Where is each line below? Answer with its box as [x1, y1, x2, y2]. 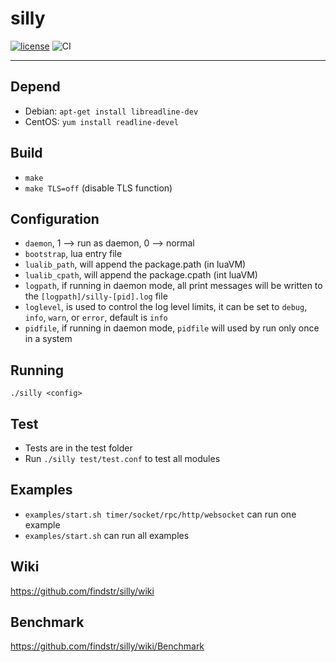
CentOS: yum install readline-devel [24, 115, 179, 127]
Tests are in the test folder [24, 442, 133, 454]
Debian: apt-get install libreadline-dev [24, 105, 199, 117]
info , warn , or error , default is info [24, 312, 168, 324]
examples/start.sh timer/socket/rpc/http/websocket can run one [24, 508, 297, 520]
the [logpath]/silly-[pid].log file [24, 290, 168, 302]
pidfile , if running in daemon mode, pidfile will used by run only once [24, 322, 320, 334]
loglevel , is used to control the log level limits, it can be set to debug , [24, 301, 308, 313]
